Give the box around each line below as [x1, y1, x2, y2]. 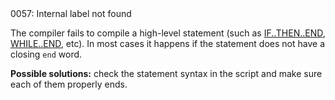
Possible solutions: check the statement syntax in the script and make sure [10, 68, 323, 79]
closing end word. [10, 48, 83, 60]
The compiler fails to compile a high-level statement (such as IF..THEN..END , [10, 27, 326, 39]
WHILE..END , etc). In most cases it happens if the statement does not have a [10, 38, 325, 49]
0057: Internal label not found [10, 8, 132, 19]
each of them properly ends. [10, 78, 128, 90]
